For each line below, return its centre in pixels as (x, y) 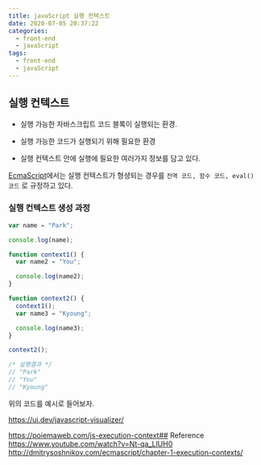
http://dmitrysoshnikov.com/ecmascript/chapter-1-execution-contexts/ (126, 452)
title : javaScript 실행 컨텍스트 (59, 16)
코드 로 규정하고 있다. (41, 185)
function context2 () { (46, 299)
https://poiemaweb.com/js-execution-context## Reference (106, 435)
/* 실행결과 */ (30, 365)
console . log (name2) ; (50, 276)
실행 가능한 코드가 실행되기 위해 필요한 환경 (88, 141)
